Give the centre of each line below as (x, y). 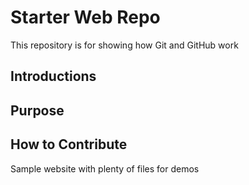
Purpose (37, 110)
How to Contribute (69, 144)
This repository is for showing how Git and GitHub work (124, 45)
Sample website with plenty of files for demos (105, 168)
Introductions (53, 76)
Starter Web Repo (85, 17)
